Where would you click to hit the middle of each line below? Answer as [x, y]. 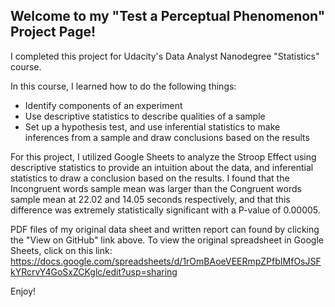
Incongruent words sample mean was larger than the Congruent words [156, 188]
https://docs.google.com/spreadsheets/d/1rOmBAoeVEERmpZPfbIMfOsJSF [166, 261]
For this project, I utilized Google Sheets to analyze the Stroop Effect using [163, 156]
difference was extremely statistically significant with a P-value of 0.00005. [165, 210]
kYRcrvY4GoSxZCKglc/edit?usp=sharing [94, 271]
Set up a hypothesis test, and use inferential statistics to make [152, 126]
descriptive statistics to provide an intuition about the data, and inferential [162, 167]
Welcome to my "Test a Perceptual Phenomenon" [168, 16]
